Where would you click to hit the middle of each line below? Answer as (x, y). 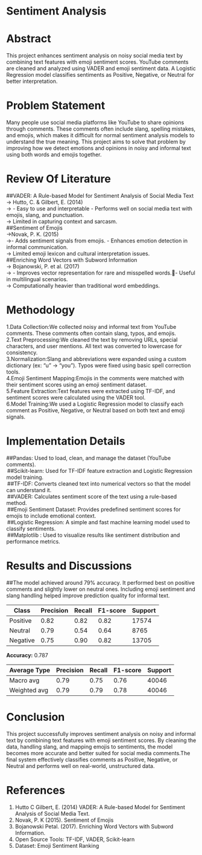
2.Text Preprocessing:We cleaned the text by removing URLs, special (92, 339)
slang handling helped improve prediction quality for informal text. (88, 595)
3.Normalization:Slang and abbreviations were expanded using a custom (96, 359)
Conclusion (36, 717)
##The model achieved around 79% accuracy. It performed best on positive (100, 582)
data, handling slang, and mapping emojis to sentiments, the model (90, 746)
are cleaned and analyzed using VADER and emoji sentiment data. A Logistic (101, 68)
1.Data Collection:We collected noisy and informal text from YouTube (91, 327)
